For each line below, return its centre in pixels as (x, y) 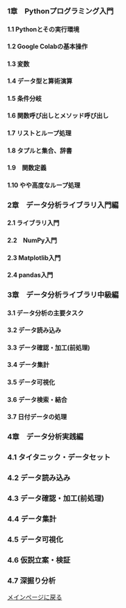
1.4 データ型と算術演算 (40, 81)
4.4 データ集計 (32, 518)
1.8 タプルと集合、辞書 (40, 150)
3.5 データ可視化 (31, 382)
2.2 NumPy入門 (32, 240)
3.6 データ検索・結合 (37, 399)
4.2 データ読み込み (39, 478)
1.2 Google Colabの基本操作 (48, 46)
